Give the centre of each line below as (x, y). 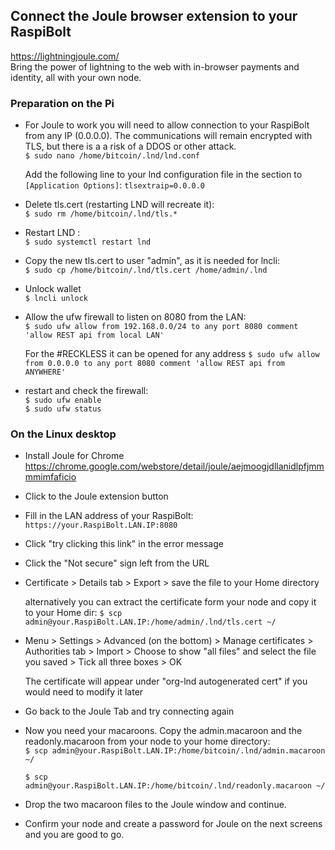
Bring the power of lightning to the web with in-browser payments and (155, 66)
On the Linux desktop (63, 434)
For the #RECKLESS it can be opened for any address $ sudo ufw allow (172, 354)
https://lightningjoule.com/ (65, 56)
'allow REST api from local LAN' (94, 335)
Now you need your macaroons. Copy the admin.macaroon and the (163, 731)
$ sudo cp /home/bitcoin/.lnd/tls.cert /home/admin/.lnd (146, 270)
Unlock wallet (53, 289)
